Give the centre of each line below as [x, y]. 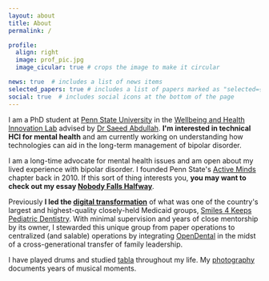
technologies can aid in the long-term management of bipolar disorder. [125, 145]
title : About [30, 23]
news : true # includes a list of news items [85, 82]
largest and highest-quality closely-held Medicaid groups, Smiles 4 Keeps [130, 210]
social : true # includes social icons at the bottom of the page [121, 97]
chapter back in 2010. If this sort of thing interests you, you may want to [127, 178]
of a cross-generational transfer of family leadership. [96, 244]
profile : [23, 45]
